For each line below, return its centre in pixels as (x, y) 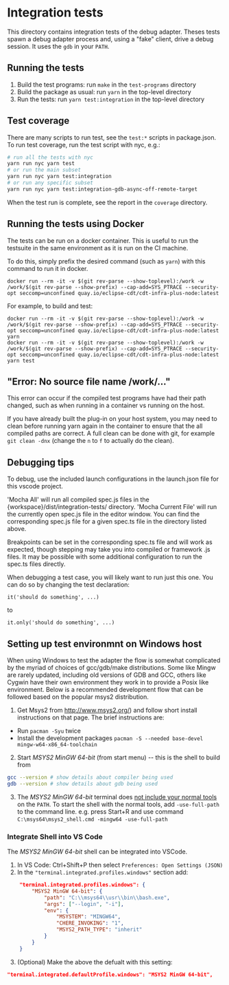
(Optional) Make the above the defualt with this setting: (95, 962)
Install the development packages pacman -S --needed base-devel (110, 738)
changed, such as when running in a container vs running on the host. (106, 405)
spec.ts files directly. (36, 564)
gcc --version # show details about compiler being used (90, 778)
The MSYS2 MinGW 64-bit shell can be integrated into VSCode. (97, 852)
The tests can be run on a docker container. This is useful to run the (103, 240)
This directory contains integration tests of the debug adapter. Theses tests (114, 32)
